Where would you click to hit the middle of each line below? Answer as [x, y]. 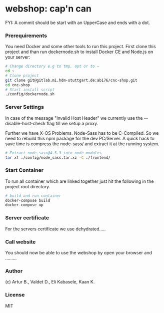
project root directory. [28, 186]
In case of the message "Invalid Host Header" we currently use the [74, 118]
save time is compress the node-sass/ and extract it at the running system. [82, 144]
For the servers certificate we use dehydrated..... [55, 229]
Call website [20, 242]
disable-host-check [25, 123]
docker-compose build [28, 200]
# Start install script [30, 90]
